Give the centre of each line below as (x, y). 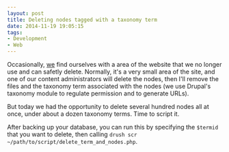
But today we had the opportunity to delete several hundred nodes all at (108, 107)
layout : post (26, 13)
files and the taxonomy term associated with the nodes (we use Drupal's (109, 86)
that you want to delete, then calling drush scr (72, 134)
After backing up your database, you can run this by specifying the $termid (113, 127)
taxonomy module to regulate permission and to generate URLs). (98, 93)
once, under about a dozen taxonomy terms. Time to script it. (93, 114)
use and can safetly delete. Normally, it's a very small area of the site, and (111, 72)
